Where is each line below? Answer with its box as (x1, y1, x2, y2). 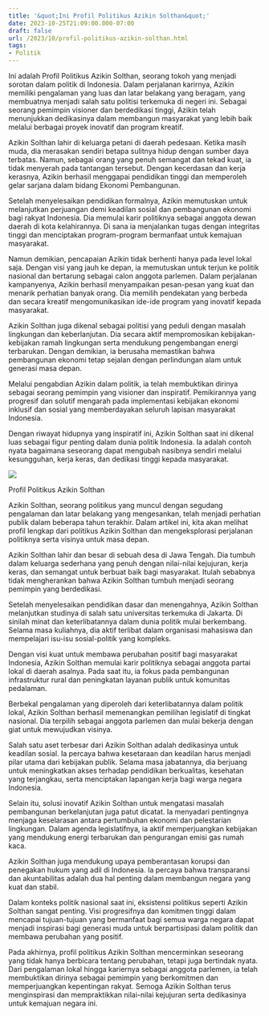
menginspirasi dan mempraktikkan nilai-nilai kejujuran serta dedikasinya (8, 990, 247, 999)
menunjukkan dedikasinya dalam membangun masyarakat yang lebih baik (8, 114, 253, 123)
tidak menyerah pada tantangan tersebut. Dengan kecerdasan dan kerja (8, 164, 247, 173)
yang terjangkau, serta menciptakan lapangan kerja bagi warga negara (8, 774, 243, 783)
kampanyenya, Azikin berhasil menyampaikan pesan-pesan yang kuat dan (8, 280, 255, 289)
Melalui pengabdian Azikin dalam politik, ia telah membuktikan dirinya (8, 379, 238, 388)
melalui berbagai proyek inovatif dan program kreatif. (8, 122, 184, 132)
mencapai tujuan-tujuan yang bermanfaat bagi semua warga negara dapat (8, 915, 255, 924)
